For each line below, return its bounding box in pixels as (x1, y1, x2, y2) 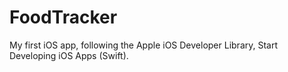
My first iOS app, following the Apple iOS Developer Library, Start (9, 39, 279, 51)
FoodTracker (9, 6, 118, 29)
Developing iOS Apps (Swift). (9, 49, 129, 61)
